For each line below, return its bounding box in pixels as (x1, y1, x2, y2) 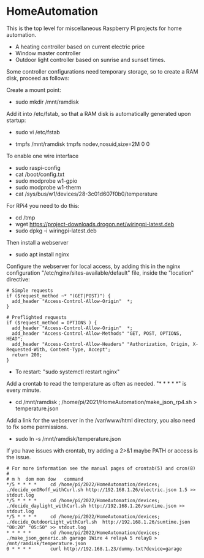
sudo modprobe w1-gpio (15, 177, 78, 185)
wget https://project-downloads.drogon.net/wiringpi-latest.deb (15, 220, 175, 227)
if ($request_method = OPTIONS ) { (6, 319, 97, 326)
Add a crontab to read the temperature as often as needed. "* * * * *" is (6, 380, 187, 387)
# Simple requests (6, 287, 53, 294)
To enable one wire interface (6, 152, 79, 159)
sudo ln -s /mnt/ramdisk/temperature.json (15, 435, 121, 442)
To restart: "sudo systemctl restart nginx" (15, 368, 120, 375)
